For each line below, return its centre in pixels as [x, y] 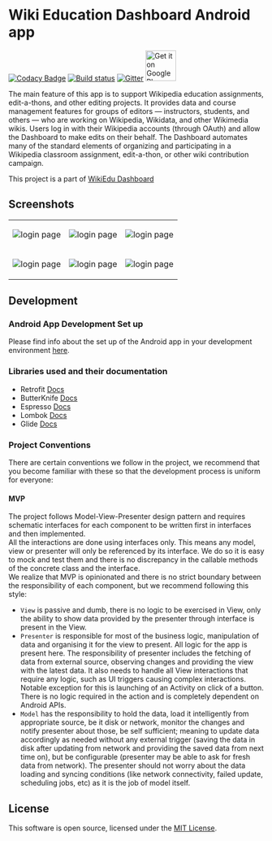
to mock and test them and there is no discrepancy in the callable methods [133, 560]
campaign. [26, 163]
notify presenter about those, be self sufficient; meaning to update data [140, 731]
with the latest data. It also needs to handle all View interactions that [134, 671]
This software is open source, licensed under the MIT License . [113, 828]
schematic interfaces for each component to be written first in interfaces [130, 525]
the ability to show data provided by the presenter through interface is [137, 619]
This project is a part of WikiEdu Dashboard [81, 179]
